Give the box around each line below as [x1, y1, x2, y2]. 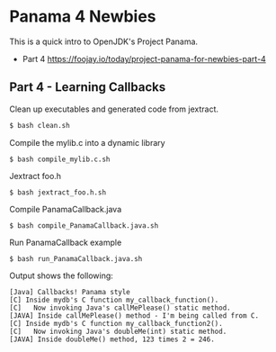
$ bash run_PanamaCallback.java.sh [9, 254, 143, 263]
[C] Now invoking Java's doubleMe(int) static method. [9, 327, 227, 336]
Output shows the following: [9, 270, 114, 281]
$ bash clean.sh [9, 121, 70, 130]
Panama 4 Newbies [9, 6, 156, 27]
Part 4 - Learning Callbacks [9, 79, 166, 95]
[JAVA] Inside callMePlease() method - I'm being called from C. [9, 311, 259, 320]
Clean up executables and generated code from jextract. [9, 104, 218, 114]
